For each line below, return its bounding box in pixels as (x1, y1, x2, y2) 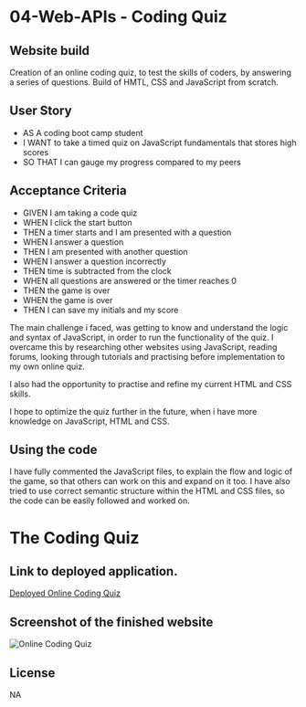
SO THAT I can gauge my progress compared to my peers (22, 156, 242, 167)
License (9, 665, 56, 681)
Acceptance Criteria (9, 183, 127, 198)
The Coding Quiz (9, 527, 140, 548)
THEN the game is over (22, 285, 111, 296)
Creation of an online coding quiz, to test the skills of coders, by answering (9, 67, 292, 78)
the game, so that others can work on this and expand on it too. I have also (9, 476, 290, 487)
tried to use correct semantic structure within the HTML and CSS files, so (9, 486, 285, 497)
